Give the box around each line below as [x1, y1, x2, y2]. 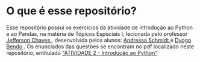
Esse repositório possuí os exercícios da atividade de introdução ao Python [6, 24, 193, 31]
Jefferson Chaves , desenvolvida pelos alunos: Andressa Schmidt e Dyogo [6, 36, 192, 44]
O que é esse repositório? [6, 4, 137, 18]
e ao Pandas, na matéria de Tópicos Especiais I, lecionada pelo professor [6, 30, 188, 37]
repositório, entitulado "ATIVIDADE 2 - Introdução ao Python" [6, 49, 158, 56]
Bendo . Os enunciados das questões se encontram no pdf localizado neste [6, 43, 195, 50]
